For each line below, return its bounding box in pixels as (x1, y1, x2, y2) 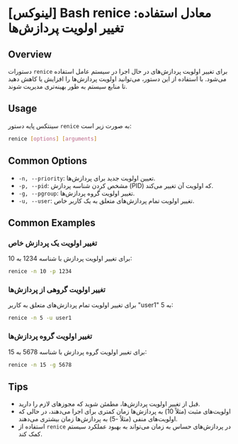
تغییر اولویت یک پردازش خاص (8, 238, 98, 248)
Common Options (8, 155, 88, 167)
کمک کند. (18, 430, 43, 438)
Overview (8, 48, 52, 60)
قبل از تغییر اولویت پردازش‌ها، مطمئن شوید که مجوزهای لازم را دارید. (18, 399, 200, 409)
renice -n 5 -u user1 (8, 314, 72, 322)
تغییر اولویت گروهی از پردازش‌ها (8, 284, 106, 294)
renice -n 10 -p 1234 (8, 268, 72, 275)
